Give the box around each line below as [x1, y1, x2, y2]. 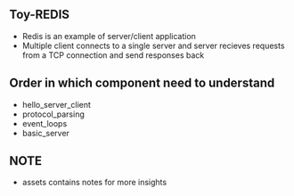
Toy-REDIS [9, 7, 69, 22]
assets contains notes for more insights [21, 177, 167, 188]
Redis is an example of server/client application [21, 30, 196, 41]
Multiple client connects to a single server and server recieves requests [21, 40, 285, 51]
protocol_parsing [21, 109, 85, 119]
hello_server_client [21, 99, 92, 110]
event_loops [21, 118, 68, 128]
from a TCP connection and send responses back [21, 49, 205, 61]
